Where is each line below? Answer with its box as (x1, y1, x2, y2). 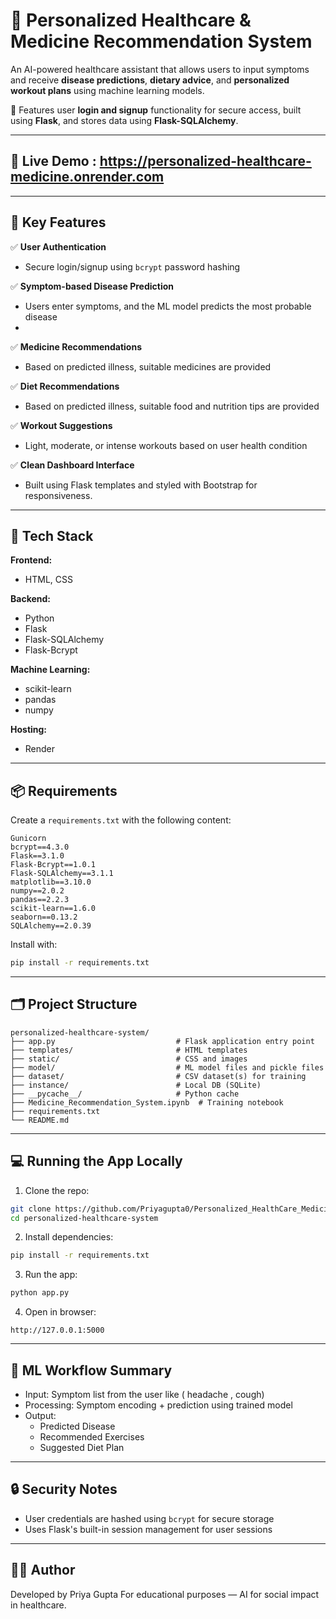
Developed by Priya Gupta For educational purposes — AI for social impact (10, 1588, 320, 1600)
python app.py (10, 1288, 70, 1298)
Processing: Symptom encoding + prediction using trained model (24, 1399, 293, 1411)
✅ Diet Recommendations (10, 380, 120, 392)
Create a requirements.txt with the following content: (10, 814, 232, 826)
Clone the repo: (24, 1184, 90, 1196)
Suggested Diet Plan (39, 1442, 125, 1453)
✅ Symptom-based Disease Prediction (10, 280, 175, 292)
